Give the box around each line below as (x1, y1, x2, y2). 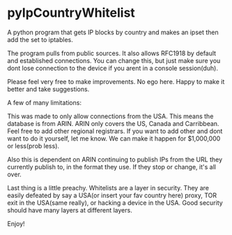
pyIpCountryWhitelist (7, 5, 136, 21)
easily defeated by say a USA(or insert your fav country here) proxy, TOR (7, 191, 217, 199)
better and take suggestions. (7, 85, 90, 93)
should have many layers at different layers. (7, 206, 132, 214)
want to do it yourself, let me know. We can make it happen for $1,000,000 (7, 134, 221, 143)
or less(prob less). (7, 141, 60, 150)
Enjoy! (7, 219, 26, 228)
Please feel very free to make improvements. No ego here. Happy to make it (7, 77, 225, 85)
